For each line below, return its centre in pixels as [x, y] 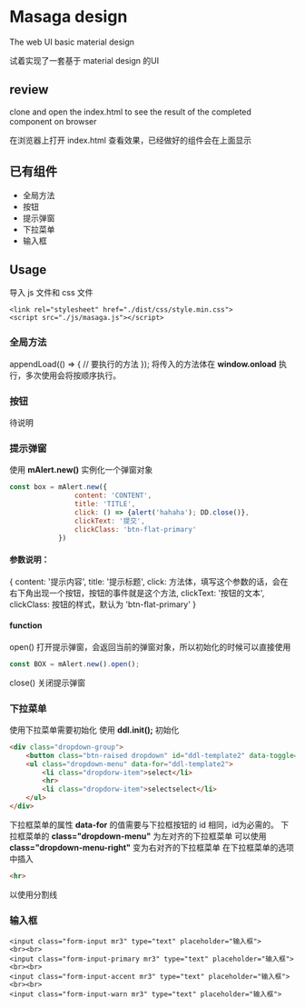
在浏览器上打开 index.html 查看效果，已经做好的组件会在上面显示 [131, 140]
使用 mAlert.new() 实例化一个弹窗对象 [81, 470]
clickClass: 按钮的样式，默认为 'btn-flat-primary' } [103, 604]
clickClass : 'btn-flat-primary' [135, 529]
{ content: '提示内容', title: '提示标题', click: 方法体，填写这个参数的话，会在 [149, 581]
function [26, 625]
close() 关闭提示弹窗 [48, 683]
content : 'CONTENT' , [113, 496]
